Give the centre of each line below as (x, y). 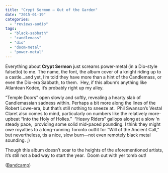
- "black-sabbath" (29, 33)
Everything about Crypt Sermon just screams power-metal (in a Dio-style (81, 66)
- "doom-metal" (26, 47)
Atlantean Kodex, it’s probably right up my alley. (55, 88)
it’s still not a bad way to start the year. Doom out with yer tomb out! (76, 155)
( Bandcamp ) (18, 165)
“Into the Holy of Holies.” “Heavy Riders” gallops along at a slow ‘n (90, 119)
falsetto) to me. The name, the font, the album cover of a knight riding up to (83, 71)
